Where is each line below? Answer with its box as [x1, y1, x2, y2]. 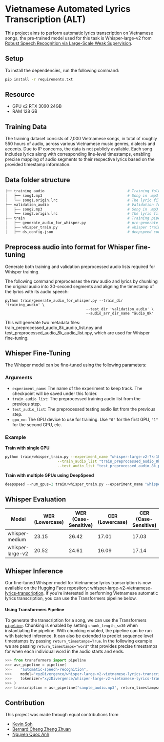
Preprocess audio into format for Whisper [5, 243, 134, 251]
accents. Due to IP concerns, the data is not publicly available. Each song [5, 146, 153, 152]
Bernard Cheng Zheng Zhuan [12, 726, 71, 732]
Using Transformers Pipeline [5, 606, 64, 612]
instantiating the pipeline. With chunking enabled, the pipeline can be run [5, 628, 152, 634]
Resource [5, 90, 35, 99]
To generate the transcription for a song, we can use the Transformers [5, 618, 147, 623]
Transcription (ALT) [5, 14, 86, 25]
